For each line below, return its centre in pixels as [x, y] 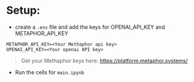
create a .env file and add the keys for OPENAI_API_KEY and [90, 27]
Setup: [23, 10]
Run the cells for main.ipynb [49, 72]
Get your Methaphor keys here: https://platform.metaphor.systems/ [104, 60]
